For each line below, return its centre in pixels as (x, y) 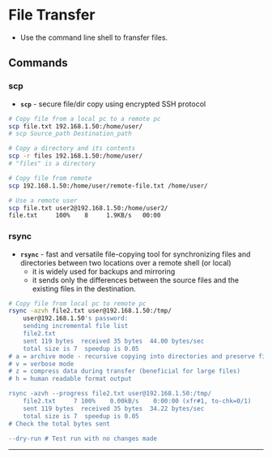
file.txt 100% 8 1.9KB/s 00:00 (85, 216)
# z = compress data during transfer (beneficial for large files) (125, 371)
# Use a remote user (43, 201)
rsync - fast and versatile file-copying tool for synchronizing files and (135, 254)
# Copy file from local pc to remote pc (78, 303)
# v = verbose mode (41, 364)
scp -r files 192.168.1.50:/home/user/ (76, 156)
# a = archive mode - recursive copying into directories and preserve (132, 356)
